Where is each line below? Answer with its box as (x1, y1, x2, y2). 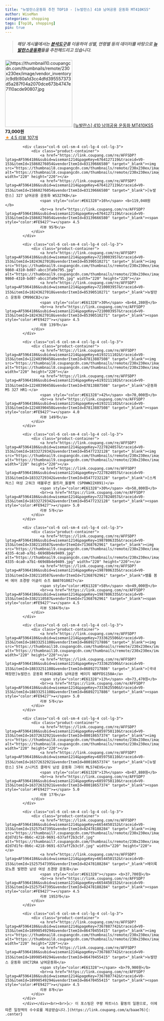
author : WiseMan (5, 12, 38, 17)
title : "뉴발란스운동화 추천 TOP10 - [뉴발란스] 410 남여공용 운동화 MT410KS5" (5, 7, 151, 12)
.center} (5, 1012, 23, 1017)
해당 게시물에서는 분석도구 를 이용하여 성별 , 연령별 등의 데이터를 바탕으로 (17, 41, 153, 47)
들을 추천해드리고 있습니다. (41, 47, 92, 53)
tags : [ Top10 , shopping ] (5, 20, 56, 26)
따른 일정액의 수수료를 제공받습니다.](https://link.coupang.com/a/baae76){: (5, 1008, 150, 1013)
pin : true (5, 25, 25, 30)
